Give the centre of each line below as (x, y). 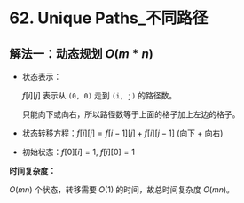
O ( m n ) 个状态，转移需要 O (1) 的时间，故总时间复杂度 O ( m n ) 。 (122, 190)
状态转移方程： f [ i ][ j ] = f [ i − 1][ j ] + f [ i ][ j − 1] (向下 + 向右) (122, 133)
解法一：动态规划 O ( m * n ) (81, 54)
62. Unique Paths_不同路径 (109, 18)
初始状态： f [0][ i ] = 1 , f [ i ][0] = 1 (79, 152)
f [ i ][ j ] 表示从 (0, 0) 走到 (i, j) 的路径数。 (99, 95)
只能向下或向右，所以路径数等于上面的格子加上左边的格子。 (131, 114)
